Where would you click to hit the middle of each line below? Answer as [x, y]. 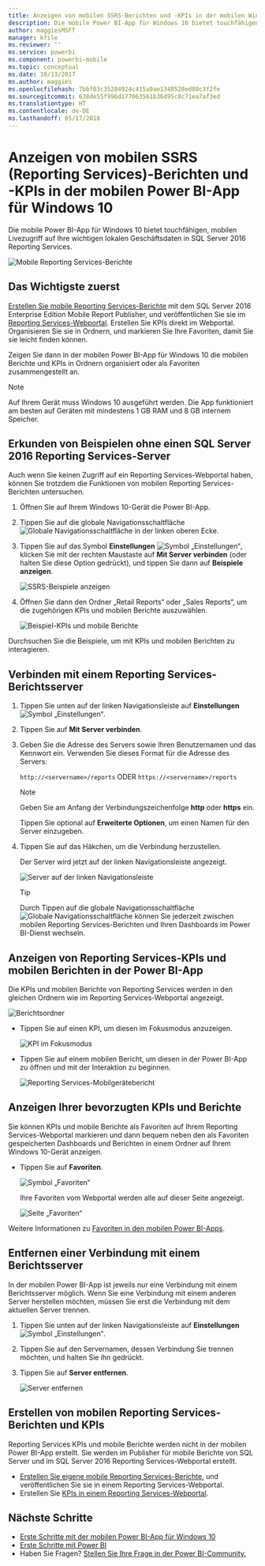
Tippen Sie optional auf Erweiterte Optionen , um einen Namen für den [134, 823]
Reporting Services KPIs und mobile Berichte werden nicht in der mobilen [127, 1444]
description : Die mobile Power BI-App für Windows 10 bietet [111, 23]
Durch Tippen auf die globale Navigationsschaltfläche [107, 908]
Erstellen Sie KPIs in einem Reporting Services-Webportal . [114, 1493]
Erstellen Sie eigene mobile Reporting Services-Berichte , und [119, 1476]
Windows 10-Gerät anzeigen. [55, 1152]
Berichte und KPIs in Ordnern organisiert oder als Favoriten [104, 363]
